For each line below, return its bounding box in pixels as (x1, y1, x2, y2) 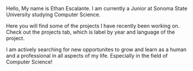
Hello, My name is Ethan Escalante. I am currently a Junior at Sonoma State (6, 5, 188, 12)
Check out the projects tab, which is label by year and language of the (6, 29, 175, 35)
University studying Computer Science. (6, 11, 101, 18)
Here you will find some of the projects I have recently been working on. (6, 23, 180, 29)
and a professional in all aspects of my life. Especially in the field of (6, 52, 168, 59)
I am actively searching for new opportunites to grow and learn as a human (6, 46, 187, 53)
